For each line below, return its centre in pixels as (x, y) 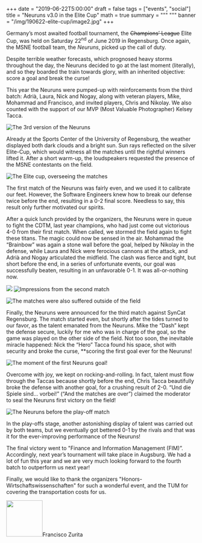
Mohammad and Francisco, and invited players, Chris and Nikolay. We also (99, 103)
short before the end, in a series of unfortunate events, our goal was (91, 264)
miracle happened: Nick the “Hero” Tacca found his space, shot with (91, 344)
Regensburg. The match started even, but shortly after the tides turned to (97, 319)
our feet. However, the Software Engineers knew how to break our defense (99, 194)
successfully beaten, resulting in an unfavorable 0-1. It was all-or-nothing (97, 270)
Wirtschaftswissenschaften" (41, 485)
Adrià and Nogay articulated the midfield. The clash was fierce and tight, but (101, 257)
